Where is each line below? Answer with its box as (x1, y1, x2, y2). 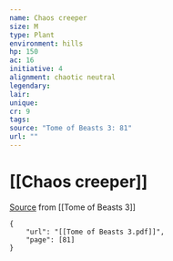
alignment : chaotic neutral (9, 73, 117, 82)
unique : (9, 98, 39, 108)
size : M (9, 22, 39, 31)
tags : (9, 115, 30, 124)
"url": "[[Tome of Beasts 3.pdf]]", (25, 227, 166, 236)
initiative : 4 (9, 65, 64, 74)
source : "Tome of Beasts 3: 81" (9, 124, 132, 133)
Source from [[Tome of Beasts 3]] (9, 202, 137, 213)
